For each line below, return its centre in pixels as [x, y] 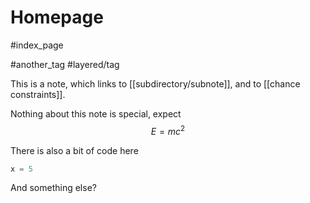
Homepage [57, 17]
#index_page [37, 45]
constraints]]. [38, 94]
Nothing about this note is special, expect [96, 113]
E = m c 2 [168, 130]
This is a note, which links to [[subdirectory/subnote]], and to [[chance [155, 83]
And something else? [53, 188]
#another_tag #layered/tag [65, 64]
